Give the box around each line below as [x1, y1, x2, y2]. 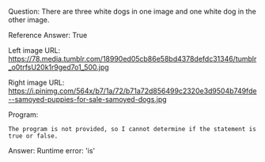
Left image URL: [8, 46, 61, 55]
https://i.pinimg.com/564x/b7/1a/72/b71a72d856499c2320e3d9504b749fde [8, 86, 257, 96]
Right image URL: [8, 78, 65, 87]
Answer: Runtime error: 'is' [8, 146, 96, 155]
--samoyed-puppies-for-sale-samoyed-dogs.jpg [8, 95, 168, 104]
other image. [8, 15, 50, 24]
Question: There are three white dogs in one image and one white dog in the [8, 7, 257, 16]
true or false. [8, 132, 59, 140]
